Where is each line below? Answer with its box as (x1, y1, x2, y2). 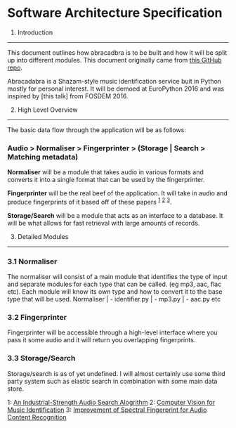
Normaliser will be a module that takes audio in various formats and (7, 168, 204, 176)
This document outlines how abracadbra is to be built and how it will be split (7, 48, 228, 57)
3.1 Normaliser (7, 257, 58, 266)
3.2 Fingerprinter (7, 313, 67, 323)
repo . (7, 63, 23, 72)
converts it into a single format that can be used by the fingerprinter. (7, 176, 205, 184)
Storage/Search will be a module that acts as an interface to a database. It (7, 211, 223, 219)
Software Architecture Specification (7, 5, 223, 21)
